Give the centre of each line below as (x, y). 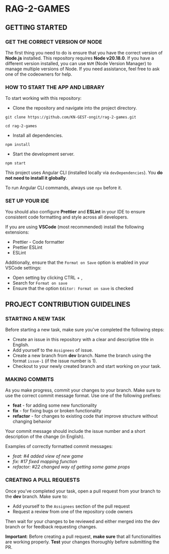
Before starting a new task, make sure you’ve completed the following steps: (85, 330)
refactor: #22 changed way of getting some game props (71, 467)
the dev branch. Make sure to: (37, 496)
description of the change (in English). (45, 436)
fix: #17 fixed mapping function (45, 462)
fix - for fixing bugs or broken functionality (57, 411)
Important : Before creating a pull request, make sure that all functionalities (83, 536)
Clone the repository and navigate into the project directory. (75, 108)
